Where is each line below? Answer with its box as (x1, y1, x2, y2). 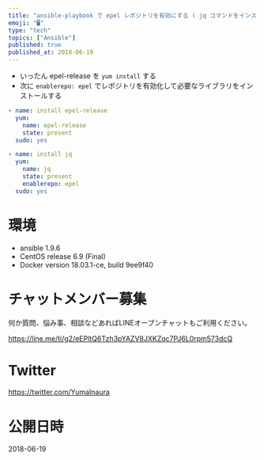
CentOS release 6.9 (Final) (19, 251, 107, 261)
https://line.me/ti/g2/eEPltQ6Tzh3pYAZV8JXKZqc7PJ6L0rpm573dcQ (8, 333, 233, 343)
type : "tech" (8, 26, 51, 34)
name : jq (22, 165, 51, 173)
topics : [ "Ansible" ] (8, 33, 77, 42)
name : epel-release (22, 121, 87, 129)
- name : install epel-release (8, 107, 108, 115)
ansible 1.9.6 (19, 243, 61, 253)
